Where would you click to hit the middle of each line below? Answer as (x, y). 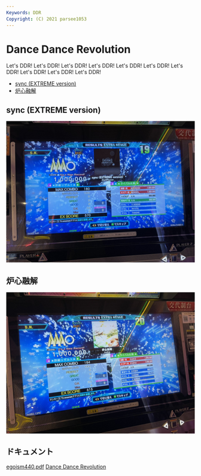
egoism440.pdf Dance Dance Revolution (56, 466)
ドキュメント (30, 452)
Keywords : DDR (24, 13)
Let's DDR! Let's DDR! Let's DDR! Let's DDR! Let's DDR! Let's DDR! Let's (95, 66)
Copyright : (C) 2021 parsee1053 (46, 19)
